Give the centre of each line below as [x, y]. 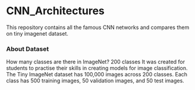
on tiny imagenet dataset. [37, 33]
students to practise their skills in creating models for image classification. [97, 68]
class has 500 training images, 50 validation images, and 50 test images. [95, 81]
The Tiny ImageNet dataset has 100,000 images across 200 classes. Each [97, 75]
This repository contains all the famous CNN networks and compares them [98, 27]
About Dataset [28, 49]
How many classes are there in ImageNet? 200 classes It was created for [96, 62]
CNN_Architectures [56, 11]
